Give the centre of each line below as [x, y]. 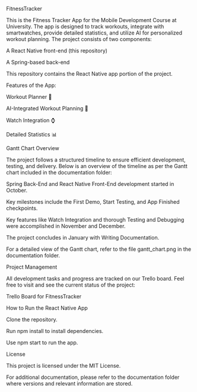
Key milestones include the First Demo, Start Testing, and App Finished [93, 202]
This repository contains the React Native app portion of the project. [90, 74]
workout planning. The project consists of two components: [79, 39]
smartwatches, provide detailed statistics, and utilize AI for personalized [94, 33]
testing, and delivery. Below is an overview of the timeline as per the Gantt [97, 166]
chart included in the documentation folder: [59, 172]
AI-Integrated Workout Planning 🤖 [47, 108]
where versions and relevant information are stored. [69, 383]
